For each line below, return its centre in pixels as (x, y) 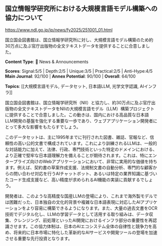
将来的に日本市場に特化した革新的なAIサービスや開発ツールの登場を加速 (85, 232)
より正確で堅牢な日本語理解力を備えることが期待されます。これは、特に (77, 155)
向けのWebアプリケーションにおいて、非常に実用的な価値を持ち (94, 161)
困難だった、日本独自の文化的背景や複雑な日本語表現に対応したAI (75, 202)
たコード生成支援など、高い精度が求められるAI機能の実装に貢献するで (75, 180)
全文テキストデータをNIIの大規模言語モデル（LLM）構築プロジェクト (86, 109)
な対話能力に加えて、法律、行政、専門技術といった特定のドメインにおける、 (81, 149)
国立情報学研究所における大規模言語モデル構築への (81, 9)
